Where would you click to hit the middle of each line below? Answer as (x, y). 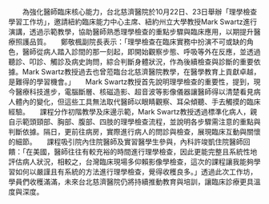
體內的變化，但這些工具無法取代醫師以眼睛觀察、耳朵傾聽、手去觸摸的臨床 (138, 102)
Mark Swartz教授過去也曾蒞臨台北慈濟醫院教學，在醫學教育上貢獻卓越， (141, 72)
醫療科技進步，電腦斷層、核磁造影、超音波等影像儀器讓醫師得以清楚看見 (134, 92)
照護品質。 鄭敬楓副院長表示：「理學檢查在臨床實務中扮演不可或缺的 (130, 42)
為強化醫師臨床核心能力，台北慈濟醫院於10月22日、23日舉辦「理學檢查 (140, 12)
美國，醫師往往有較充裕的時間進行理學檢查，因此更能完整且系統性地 (145, 152)
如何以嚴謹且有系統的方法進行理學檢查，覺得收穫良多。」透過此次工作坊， (136, 172)
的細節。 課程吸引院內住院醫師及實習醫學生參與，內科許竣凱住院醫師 (126, 142)
